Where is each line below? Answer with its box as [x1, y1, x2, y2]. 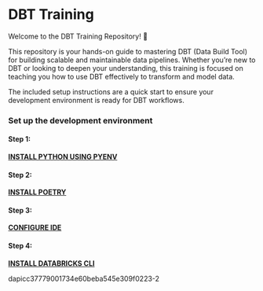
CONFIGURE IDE [8, 223, 62, 233]
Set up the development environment [8, 115, 153, 126]
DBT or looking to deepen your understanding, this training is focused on [8, 63, 243, 72]
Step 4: [8, 241, 33, 251]
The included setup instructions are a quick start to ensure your [8, 87, 214, 96]
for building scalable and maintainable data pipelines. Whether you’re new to [8, 55, 256, 64]
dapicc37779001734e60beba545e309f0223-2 [8, 274, 159, 283]
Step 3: [8, 205, 33, 215]
